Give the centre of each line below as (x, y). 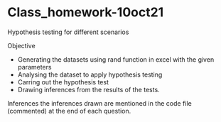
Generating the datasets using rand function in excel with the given (116, 59)
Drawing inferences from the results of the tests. (88, 89)
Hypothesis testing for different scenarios (68, 32)
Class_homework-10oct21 (86, 12)
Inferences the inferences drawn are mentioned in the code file (99, 103)
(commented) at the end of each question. (69, 111)
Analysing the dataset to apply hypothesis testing (90, 74)
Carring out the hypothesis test (63, 82)
